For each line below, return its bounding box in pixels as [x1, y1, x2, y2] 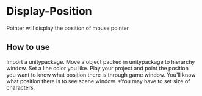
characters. [6, 84, 35, 91]
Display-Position [6, 4, 93, 18]
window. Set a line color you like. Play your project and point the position [6, 64, 189, 72]
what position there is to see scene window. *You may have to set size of [6, 77, 190, 84]
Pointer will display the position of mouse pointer [6, 24, 129, 32]
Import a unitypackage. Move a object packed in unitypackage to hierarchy [6, 58, 195, 65]
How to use [6, 42, 50, 52]
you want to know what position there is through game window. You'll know [6, 71, 196, 78]
